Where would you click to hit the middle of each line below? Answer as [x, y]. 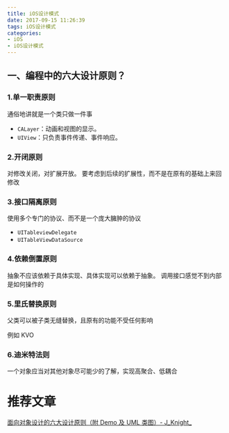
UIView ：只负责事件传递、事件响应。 [69, 137]
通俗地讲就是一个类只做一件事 [50, 114]
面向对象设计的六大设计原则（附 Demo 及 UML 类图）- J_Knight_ [100, 423]
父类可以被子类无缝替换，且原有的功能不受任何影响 [80, 320]
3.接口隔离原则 [32, 202]
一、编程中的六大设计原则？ [67, 76]
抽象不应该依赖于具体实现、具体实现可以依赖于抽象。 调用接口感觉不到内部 [114, 275]
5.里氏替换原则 [32, 304]
